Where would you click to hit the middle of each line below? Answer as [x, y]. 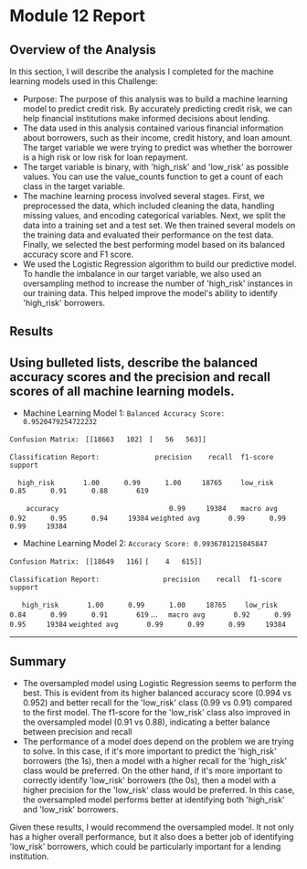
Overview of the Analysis [83, 50]
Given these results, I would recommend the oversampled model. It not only [152, 827]
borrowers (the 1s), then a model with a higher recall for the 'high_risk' [155, 761]
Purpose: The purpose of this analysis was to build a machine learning [155, 99]
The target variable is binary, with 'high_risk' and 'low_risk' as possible [156, 167]
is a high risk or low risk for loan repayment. [106, 157]
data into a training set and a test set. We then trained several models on [159, 225]
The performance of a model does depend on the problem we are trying [158, 742]
